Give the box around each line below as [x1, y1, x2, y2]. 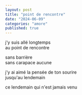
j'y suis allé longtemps [5, 39, 51, 45]
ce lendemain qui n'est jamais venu [5, 84, 78, 90]
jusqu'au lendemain [5, 75, 46, 81]
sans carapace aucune [5, 60, 52, 66]
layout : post [5, 7, 32, 12]
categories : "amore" [5, 21, 48, 26]
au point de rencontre [5, 45, 50, 51]
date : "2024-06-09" [5, 16, 46, 21]
